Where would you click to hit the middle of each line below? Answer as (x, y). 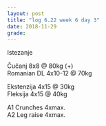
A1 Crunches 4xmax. (36, 107)
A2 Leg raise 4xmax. (36, 115)
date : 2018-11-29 (32, 26)
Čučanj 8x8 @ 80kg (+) (40, 66)
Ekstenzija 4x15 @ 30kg (41, 87)
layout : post (26, 13)
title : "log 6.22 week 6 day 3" (53, 20)
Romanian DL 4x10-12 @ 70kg (50, 73)
